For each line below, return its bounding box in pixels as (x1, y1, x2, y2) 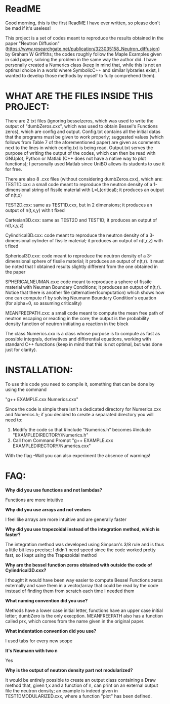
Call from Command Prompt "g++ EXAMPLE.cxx (12, 437, 113, 443)
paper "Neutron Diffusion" (5, 40, 60, 46)
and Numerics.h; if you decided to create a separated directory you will (5, 411, 154, 417)
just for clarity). (5, 346, 37, 353)
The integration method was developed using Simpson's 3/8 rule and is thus (5, 541, 164, 547)
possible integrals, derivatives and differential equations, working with (5, 336, 151, 342)
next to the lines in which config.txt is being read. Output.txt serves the (5, 145, 153, 151)
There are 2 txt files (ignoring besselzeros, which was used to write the (5, 117, 154, 124)
